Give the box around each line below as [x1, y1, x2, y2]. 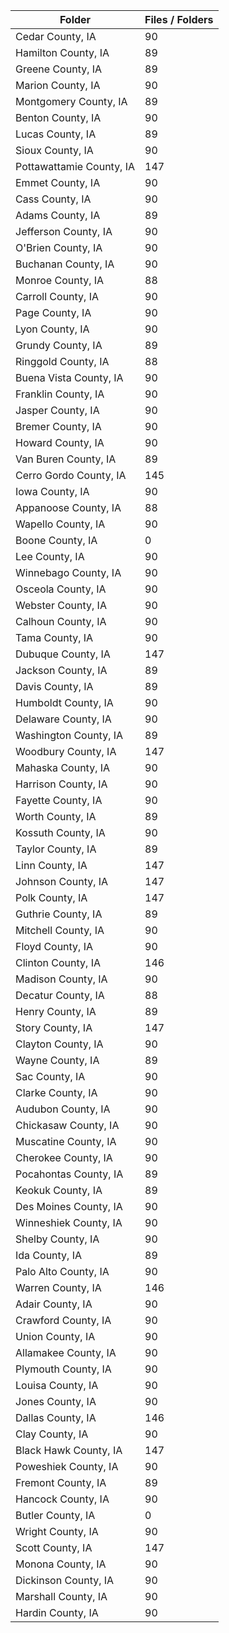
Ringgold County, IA [15, 355, 110, 368]
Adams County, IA [15, 209, 101, 222]
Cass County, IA [15, 192, 92, 206]
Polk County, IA [15, 891, 88, 904]
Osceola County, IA [15, 582, 107, 596]
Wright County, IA [15, 1525, 99, 1538]
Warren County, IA [15, 1281, 102, 1294]
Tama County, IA [15, 631, 94, 644]
